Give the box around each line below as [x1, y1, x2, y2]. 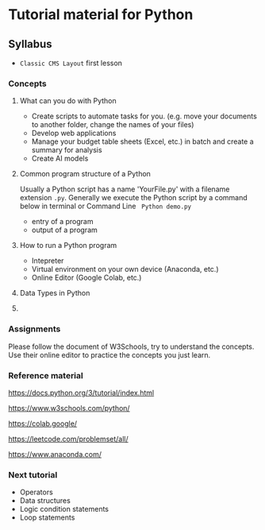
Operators [19, 487, 53, 497]
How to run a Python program [19, 241, 117, 250]
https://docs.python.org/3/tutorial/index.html [8, 388, 155, 397]
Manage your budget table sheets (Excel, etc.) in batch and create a [31, 137, 254, 146]
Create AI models [31, 153, 89, 164]
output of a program [31, 225, 98, 235]
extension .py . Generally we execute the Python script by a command [19, 193, 248, 203]
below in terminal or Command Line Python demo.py [19, 201, 192, 211]
